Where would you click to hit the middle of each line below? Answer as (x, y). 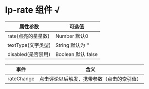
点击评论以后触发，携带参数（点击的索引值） (91, 79)
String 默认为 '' (72, 45)
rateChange (21, 78)
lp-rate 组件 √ (33, 10)
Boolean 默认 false (77, 54)
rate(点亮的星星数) (28, 36)
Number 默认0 (72, 36)
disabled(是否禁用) (29, 54)
